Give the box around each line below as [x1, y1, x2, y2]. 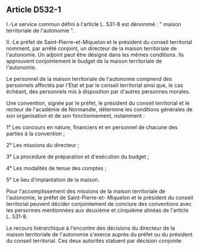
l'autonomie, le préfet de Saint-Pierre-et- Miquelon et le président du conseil [6, 193, 194, 201]
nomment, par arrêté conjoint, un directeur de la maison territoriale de [6, 45, 177, 52]
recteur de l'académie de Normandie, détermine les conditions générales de [6, 105, 193, 112]
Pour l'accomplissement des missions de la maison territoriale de [6, 187, 166, 195]
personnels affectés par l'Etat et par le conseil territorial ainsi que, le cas [6, 82, 184, 89]
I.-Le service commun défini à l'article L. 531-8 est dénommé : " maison [6, 20, 181, 27]
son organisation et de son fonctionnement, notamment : [6, 112, 146, 119]
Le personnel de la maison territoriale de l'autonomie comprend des [6, 75, 172, 82]
